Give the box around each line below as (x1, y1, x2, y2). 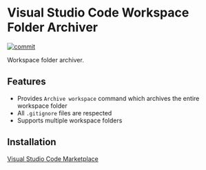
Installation (7, 136, 56, 148)
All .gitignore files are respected (17, 108, 112, 117)
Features (7, 76, 46, 88)
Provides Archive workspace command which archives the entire (17, 94, 200, 102)
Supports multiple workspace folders (17, 116, 123, 124)
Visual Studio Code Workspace (7, 5, 189, 21)
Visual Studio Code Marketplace (7, 154, 99, 163)
